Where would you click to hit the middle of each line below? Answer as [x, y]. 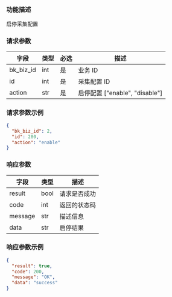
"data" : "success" [35, 283]
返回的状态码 [78, 205]
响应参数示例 [25, 247]
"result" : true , [32, 266]
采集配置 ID [94, 81]
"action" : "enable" [36, 142]
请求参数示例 [25, 112]
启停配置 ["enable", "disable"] [120, 93]
